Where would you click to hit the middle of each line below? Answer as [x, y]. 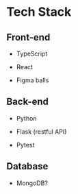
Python [26, 118]
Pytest [25, 145]
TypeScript [32, 53]
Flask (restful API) [41, 132]
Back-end [28, 102]
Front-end [28, 37]
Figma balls [32, 80]
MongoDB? [32, 183]
